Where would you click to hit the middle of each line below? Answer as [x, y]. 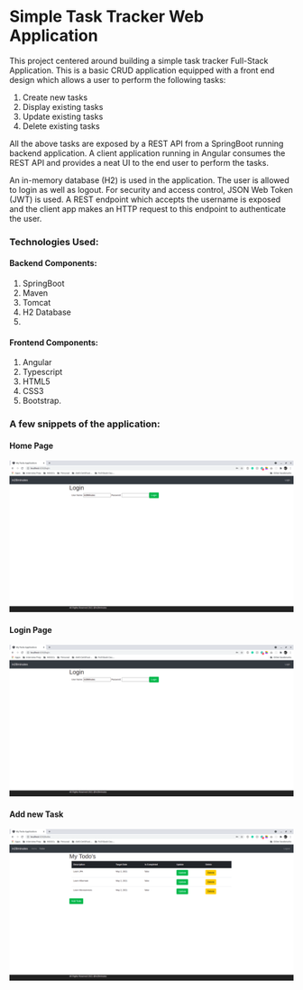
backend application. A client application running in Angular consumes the [147, 153]
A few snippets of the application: [85, 424]
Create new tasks [55, 97]
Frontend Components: [54, 342]
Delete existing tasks [61, 126]
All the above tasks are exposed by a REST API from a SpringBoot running [147, 143]
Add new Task [37, 814]
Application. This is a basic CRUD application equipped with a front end [142, 70]
